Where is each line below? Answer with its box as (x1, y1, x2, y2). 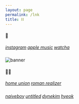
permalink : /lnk (5, 12, 39, 17)
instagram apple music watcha (5, 44, 70, 50)
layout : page (5, 7, 33, 13)
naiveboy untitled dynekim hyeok (5, 93, 74, 99)
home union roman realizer (5, 80, 62, 86)
